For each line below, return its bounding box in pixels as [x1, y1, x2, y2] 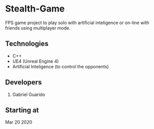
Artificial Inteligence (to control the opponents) [12, 63, 109, 69]
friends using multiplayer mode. [5, 25, 71, 31]
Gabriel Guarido [12, 91, 45, 97]
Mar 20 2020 [5, 119, 32, 125]
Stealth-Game [5, 3, 65, 15]
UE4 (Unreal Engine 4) [12, 58, 59, 64]
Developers [5, 78, 42, 87]
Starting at [5, 106, 39, 114]
